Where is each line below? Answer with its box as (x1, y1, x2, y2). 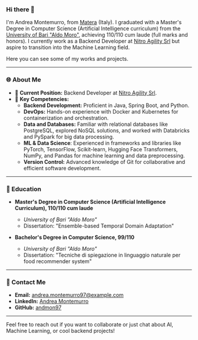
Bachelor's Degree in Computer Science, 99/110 (14, 234, 134, 241)
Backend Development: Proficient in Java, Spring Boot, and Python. (23, 102, 190, 109)
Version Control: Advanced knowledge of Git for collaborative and (23, 158, 186, 165)
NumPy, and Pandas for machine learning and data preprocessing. (23, 152, 185, 159)
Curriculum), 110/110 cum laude (14, 204, 93, 212)
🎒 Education (6, 184, 41, 193)
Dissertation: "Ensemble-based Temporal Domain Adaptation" (23, 222, 174, 229)
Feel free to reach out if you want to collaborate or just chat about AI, (6, 321, 174, 328)
